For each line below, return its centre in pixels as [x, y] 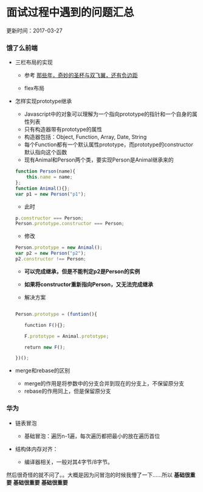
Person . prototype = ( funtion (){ [56, 314]
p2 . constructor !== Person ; [50, 259]
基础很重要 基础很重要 [40, 482]
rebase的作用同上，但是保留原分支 [67, 391]
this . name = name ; [50, 177]
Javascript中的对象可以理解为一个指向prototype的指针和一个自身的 [108, 114]
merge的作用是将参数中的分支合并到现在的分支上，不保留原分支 [104, 383]
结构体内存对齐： [36, 449]
